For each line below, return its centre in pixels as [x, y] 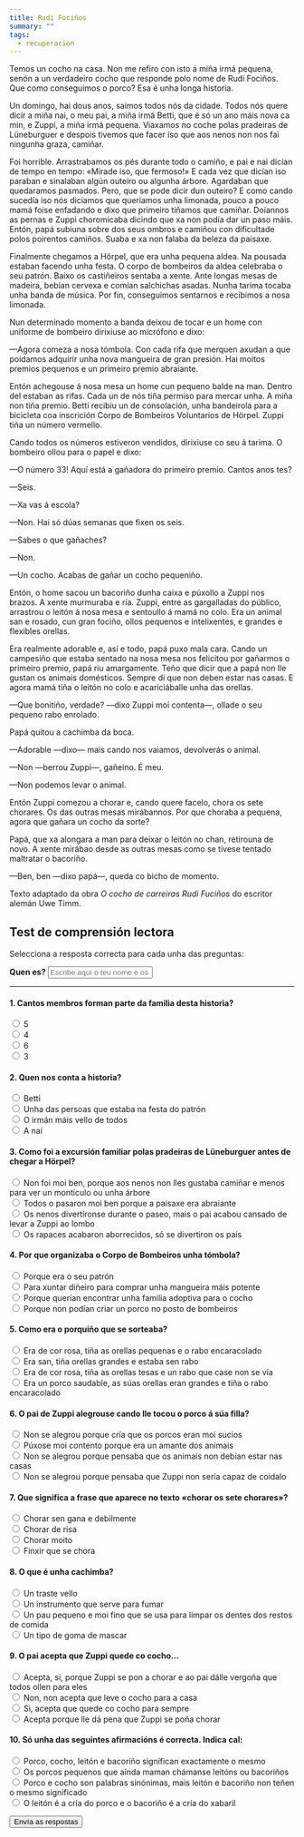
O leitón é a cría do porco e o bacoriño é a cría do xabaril [129, 1803]
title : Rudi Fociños [48, 18]
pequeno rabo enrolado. [54, 715]
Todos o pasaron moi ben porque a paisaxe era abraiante [130, 1203]
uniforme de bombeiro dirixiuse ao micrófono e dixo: [107, 332]
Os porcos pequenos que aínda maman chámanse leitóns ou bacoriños [156, 1772]
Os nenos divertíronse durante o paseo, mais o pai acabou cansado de [155, 1214]
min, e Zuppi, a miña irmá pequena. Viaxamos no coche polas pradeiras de [149, 125]
